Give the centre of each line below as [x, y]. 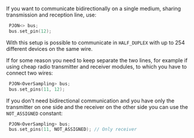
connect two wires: [30, 73]
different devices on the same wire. [49, 49]
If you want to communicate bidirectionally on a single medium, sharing [94, 9]
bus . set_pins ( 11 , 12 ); [37, 89]
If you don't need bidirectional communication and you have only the [90, 101]
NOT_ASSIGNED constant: [35, 113]
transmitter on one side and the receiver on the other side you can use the [97, 107]
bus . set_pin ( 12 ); [30, 31]
